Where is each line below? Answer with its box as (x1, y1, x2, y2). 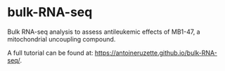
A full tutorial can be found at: (7, 49, 94, 57)
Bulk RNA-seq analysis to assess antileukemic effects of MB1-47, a (7, 27, 200, 36)
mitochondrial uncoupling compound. (7, 34, 116, 43)
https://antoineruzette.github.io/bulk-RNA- (94, 49, 218, 57)
